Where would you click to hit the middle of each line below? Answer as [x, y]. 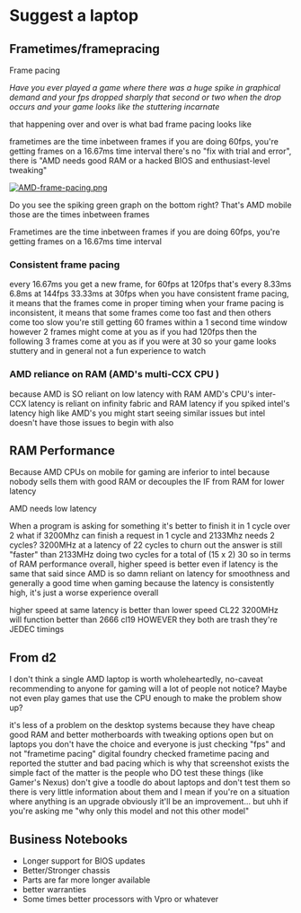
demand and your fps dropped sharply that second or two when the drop [145, 97]
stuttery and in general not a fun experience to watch [108, 351]
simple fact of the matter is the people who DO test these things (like [136, 773]
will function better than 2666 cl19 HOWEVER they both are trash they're [144, 619]
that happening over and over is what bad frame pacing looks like [130, 124]
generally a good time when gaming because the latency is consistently [142, 584]
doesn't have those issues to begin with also [92, 422]
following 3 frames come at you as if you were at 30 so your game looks [143, 341]
